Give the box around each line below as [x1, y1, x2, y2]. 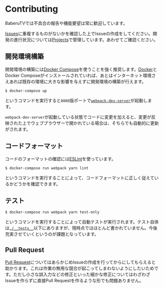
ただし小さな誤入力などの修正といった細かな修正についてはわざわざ [13, 271, 150, 277]
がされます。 [5, 126, 31, 132]
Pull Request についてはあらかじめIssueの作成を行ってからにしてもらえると [5, 259, 156, 265]
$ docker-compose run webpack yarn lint [5, 165, 89, 171]
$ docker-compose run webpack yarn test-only [5, 210, 99, 215]
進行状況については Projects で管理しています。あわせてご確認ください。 [13, 37, 158, 43]
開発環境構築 [5, 52, 44, 61]
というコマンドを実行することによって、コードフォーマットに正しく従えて [5, 175, 155, 180]
